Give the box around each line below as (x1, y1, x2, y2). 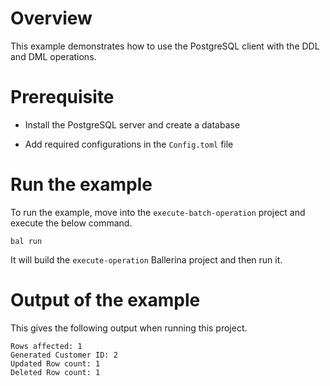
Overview (10, 7, 93, 30)
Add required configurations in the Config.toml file (24, 138, 234, 150)
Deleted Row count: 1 (10, 367, 101, 377)
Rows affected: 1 (10, 341, 83, 351)
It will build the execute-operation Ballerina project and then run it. (10, 253, 283, 266)
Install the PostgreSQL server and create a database (24, 118, 241, 131)
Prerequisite (10, 86, 115, 109)
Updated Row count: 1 (10, 358, 101, 369)
